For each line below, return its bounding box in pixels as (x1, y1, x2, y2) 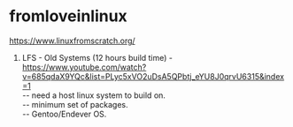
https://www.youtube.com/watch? (21, 62, 147, 72)
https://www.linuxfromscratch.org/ (9, 35, 135, 46)
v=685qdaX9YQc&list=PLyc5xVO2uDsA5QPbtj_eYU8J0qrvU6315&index (21, 71, 285, 81)
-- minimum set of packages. (21, 99, 128, 109)
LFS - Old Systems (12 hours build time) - (21, 52, 173, 63)
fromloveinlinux (9, 6, 128, 26)
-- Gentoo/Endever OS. (21, 108, 107, 119)
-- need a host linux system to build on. (21, 90, 166, 101)
